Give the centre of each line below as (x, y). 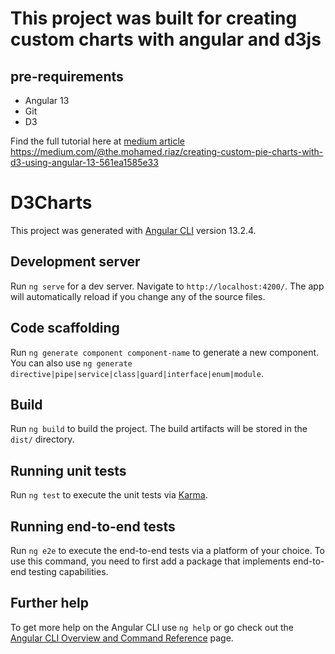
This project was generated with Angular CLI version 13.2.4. (133, 230)
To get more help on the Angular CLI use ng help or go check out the (152, 627)
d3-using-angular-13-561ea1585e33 (84, 162)
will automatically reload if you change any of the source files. (138, 296)
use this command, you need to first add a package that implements (150, 561)
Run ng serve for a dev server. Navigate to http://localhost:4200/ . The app (167, 286)
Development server (75, 262)
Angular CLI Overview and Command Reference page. (122, 638)
